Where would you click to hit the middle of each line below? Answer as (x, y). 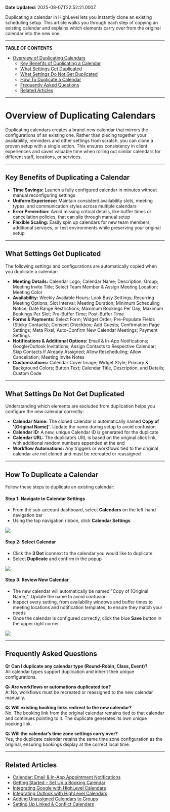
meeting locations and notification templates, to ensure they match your (88, 607)
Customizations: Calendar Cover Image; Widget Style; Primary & (80, 362)
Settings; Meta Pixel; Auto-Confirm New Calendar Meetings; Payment (85, 330)
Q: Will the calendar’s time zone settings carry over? (61, 733)
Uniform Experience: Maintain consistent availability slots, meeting (83, 200)
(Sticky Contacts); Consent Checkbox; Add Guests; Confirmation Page (86, 325)
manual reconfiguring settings (44, 195)
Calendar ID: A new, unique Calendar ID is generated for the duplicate (86, 432)
